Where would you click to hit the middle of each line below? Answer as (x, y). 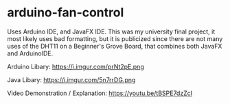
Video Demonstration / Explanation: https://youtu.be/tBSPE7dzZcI (100, 93)
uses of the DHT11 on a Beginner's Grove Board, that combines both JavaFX (115, 46)
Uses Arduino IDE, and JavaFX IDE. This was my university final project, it (111, 31)
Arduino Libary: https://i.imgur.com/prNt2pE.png (76, 66)
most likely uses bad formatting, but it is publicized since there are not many (115, 38)
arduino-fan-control (66, 13)
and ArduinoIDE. (30, 53)
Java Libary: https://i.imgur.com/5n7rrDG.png (71, 79)
